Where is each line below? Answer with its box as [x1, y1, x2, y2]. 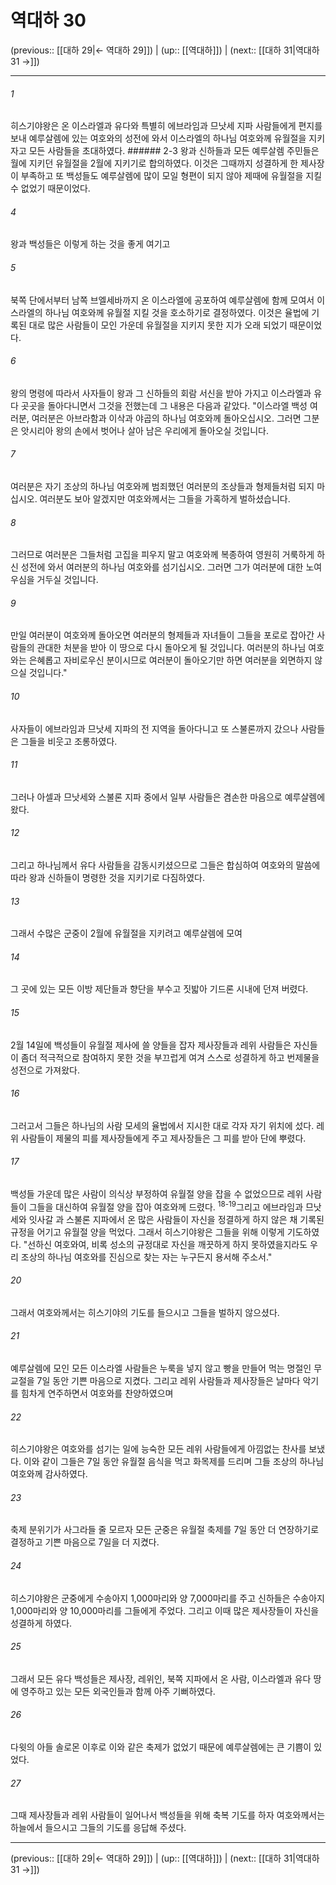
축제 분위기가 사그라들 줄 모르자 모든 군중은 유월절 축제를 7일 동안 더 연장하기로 [10, 1524, 320, 1536]
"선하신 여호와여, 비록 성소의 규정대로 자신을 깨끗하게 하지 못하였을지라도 [23, 1238, 308, 1250]
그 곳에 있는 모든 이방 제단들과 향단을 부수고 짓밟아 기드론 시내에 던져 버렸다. [10, 983, 309, 995]
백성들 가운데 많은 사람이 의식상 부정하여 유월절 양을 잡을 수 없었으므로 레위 [10, 1187, 304, 1200]
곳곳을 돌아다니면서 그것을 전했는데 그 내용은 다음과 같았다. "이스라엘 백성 [20, 399, 308, 411]
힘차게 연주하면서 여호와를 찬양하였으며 [20, 1387, 174, 1400]
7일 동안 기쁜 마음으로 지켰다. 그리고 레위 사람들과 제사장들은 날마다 [36, 1375, 301, 1387]
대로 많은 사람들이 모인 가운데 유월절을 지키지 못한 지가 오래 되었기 [28, 319, 288, 331]
